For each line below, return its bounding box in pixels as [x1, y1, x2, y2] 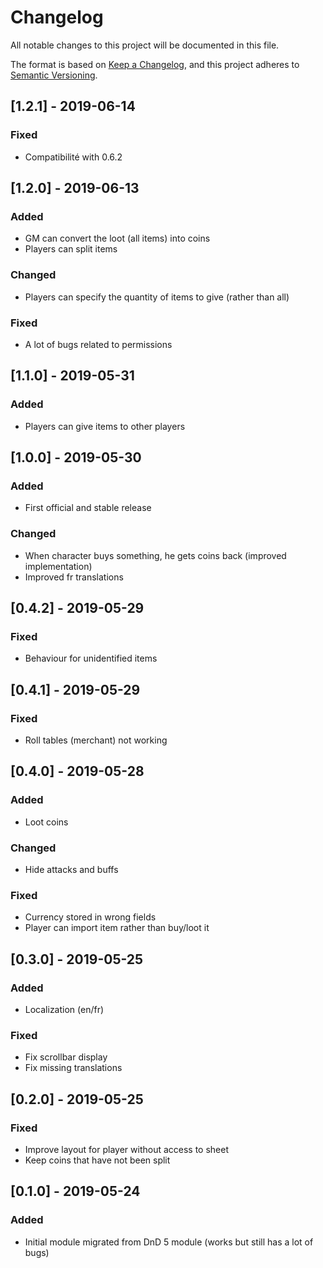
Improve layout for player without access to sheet [24, 1143, 230, 1155]
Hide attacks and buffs [24, 863, 119, 875]
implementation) [24, 560, 93, 572]
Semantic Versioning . [10, 69, 98, 81]
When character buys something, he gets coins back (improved [24, 549, 287, 561]
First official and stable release [24, 502, 152, 514]
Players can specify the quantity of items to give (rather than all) [24, 291, 290, 303]
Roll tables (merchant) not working [24, 734, 168, 746]
